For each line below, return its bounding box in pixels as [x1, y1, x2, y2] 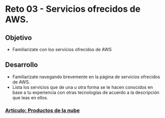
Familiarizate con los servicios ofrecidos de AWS [12, 47, 112, 52]
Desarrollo [5, 60, 38, 69]
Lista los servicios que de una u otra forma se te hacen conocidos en [12, 84, 153, 90]
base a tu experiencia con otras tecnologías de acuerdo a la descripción [12, 89, 160, 95]
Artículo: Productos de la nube [5, 107, 80, 114]
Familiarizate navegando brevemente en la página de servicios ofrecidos [12, 74, 161, 80]
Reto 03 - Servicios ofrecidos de [5, 3, 141, 15]
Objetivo [5, 33, 32, 42]
